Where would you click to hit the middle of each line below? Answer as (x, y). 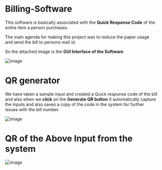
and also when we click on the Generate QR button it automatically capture (81, 99)
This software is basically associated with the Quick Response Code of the (80, 22)
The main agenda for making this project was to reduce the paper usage (77, 37)
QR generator (33, 81)
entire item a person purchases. (37, 27)
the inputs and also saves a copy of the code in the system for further (75, 104)
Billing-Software (39, 9)
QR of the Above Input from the (69, 139)
